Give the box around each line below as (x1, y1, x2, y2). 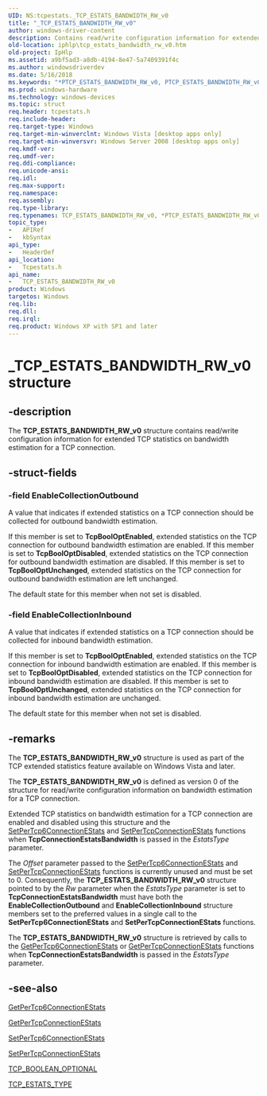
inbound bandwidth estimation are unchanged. (8, 694, 161, 703)
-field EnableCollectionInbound (8, 609, 133, 620)
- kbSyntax (8, 234, 52, 242)
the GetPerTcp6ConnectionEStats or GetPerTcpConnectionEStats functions (8, 942, 254, 951)
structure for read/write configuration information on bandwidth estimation (8, 785, 253, 795)
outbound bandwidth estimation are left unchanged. (8, 574, 179, 584)
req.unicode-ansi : (8, 167, 69, 175)
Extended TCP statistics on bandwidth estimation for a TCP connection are (8, 809, 253, 819)
